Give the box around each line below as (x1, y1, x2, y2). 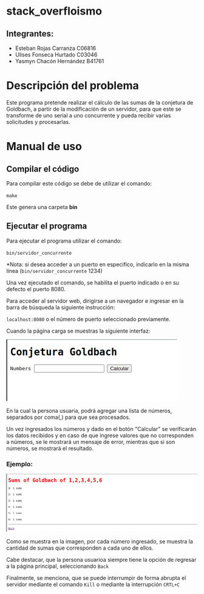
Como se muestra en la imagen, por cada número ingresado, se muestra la (6, 538, 193, 545)
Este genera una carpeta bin (6, 203, 78, 210)
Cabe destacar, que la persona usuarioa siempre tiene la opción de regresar (6, 556, 197, 564)
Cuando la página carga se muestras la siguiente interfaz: (6, 327, 151, 334)
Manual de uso (6, 140, 82, 153)
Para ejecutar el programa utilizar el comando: (6, 237, 122, 244)
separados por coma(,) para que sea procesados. (6, 413, 131, 421)
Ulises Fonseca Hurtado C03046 (15, 51, 98, 58)
